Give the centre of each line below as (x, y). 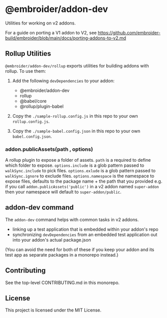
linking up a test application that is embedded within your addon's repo (85, 229)
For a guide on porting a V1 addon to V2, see (51, 32)
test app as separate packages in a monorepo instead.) (62, 255)
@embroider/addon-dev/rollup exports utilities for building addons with (77, 65)
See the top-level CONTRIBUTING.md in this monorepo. (62, 283)
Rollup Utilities (28, 54)
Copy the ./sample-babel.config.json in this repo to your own (76, 131)
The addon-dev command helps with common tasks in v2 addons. (72, 219)
